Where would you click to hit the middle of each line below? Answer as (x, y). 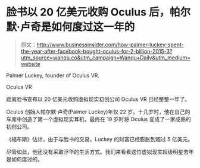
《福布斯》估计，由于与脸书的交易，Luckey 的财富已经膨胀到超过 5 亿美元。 (100, 139)
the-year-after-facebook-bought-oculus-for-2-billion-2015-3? (96, 51)
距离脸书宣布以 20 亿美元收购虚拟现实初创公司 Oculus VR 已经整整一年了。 (98, 99)
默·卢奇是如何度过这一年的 (71, 27)
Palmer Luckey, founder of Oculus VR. (53, 75)
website (30, 64)
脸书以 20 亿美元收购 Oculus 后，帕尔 (99, 12)
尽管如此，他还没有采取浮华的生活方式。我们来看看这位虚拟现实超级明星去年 (100, 151)
